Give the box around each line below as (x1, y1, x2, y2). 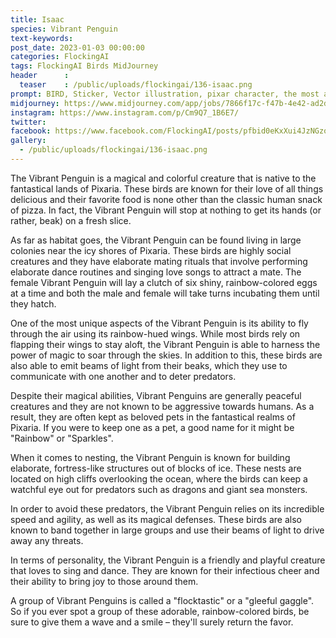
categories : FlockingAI (10, 52, 110, 62)
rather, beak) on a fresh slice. (10, 214, 132, 226)
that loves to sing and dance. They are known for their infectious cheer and (10, 564, 320, 576)
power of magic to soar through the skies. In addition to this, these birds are (10, 349, 323, 361)
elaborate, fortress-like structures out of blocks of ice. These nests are (10, 462, 302, 474)
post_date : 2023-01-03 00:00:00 (10, 42, 145, 53)
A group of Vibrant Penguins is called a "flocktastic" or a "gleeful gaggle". (10, 594, 315, 606)
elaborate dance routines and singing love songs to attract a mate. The (10, 266, 302, 278)
